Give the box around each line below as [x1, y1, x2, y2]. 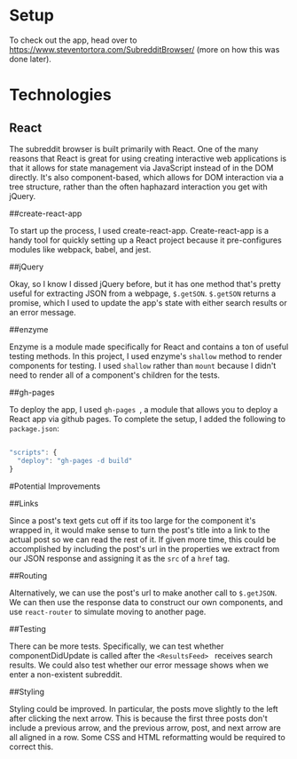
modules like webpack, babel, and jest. [9, 244, 152, 254]
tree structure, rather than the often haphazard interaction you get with [9, 181, 268, 192]
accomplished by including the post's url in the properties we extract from [9, 543, 280, 554]
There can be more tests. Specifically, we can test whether [9, 641, 224, 651]
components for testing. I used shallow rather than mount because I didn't [9, 360, 277, 371]
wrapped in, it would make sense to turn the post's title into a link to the [9, 524, 270, 535]
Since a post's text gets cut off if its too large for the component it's [9, 515, 256, 525]
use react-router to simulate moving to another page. [9, 606, 207, 617]
